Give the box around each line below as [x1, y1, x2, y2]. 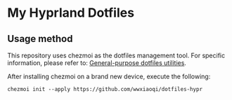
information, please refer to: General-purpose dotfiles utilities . [7, 59, 186, 67]
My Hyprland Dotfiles [7, 5, 135, 21]
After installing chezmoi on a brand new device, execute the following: [7, 72, 211, 80]
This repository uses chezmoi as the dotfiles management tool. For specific [7, 51, 226, 59]
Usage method [7, 33, 73, 45]
